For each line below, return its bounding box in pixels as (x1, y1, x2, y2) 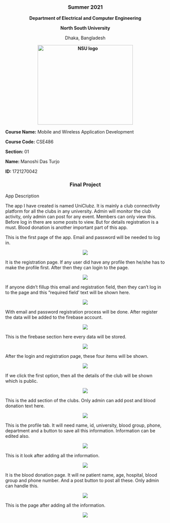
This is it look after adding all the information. (5, 452, 100, 458)
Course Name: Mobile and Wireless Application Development (5, 129, 134, 135)
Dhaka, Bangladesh (65, 35, 106, 41)
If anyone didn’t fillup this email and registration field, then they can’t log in (5, 284, 161, 290)
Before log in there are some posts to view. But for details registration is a (5, 219, 159, 225)
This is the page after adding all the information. (5, 502, 106, 508)
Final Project (69, 181, 101, 188)
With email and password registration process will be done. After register (5, 308, 158, 315)
